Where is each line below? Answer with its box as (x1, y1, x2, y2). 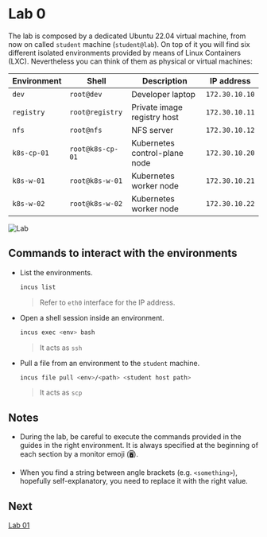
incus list (19, 283, 56, 291)
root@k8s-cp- (69, 144, 119, 154)
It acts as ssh (39, 343, 83, 352)
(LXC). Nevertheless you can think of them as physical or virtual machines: (8, 56, 253, 66)
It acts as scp (39, 387, 83, 398)
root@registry (69, 107, 123, 116)
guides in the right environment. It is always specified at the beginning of (19, 441, 259, 450)
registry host (130, 111, 179, 123)
